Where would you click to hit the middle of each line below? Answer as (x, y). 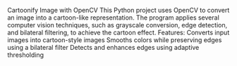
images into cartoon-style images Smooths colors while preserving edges (115, 40)
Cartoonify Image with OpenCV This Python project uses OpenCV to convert (119, 10)
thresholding (26, 55)
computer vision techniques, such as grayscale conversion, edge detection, (117, 25)
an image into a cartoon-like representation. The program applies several (114, 18)
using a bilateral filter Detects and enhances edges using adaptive (103, 47)
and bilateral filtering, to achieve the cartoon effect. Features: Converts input (119, 32)
